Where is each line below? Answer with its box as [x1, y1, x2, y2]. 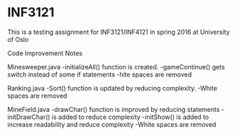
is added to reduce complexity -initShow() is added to [52, 113, 209, 121]
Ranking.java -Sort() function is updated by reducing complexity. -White [7, 84, 218, 92]
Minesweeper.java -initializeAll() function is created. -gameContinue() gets [7, 62, 226, 71]
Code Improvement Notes [7, 49, 83, 57]
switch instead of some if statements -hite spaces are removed [7, 70, 192, 79]
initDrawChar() [7, 113, 51, 121]
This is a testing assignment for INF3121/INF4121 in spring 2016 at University [7, 28, 231, 36]
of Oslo [7, 35, 29, 43]
